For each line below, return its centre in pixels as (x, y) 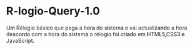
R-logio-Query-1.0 (53, 11)
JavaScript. (21, 40)
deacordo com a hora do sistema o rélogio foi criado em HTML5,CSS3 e (96, 34)
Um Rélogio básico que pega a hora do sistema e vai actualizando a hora (97, 28)
